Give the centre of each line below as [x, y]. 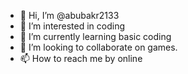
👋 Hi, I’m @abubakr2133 [69, 15]
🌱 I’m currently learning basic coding [95, 36]
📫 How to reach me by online [81, 58]
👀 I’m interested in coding [72, 26]
